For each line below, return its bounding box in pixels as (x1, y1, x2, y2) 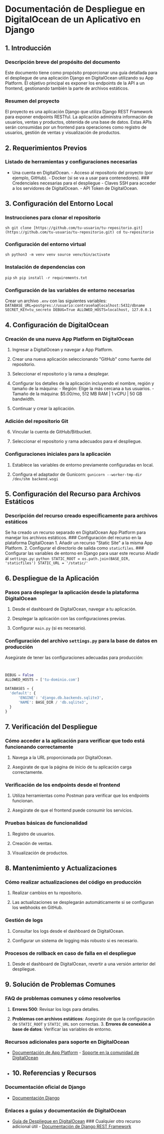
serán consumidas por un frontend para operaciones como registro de (5, 124, 147, 131)
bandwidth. (12, 396, 35, 402)
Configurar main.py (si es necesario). (12, 625, 86, 631)
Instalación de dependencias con (5, 264, 85, 270)
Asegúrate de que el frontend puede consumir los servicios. (12, 807, 133, 813)
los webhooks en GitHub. (12, 904, 63, 911)
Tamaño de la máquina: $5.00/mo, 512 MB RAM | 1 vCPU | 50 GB (12, 391, 143, 397)
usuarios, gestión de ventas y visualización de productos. (5, 130, 121, 135)
